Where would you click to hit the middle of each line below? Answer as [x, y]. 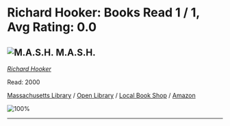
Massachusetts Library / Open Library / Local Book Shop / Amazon [102, 95]
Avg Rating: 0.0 [52, 27]
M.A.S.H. [76, 52]
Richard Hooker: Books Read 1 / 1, [103, 13]
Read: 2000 [24, 82]
